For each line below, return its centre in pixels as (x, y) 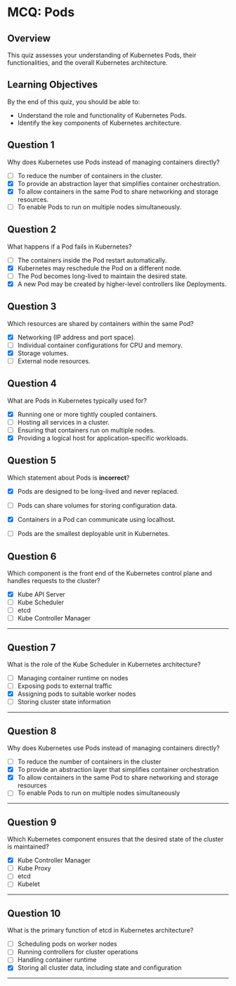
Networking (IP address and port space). (76, 337)
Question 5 (32, 461)
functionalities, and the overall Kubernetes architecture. (87, 63)
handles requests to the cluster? (54, 580)
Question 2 (32, 230)
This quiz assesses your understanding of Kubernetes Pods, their (102, 55)
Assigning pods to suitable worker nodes (77, 694)
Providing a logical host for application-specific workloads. (103, 438)
